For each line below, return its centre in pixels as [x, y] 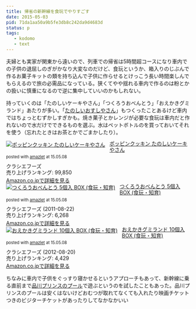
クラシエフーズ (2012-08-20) [41, 252]
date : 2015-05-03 [27, 17]
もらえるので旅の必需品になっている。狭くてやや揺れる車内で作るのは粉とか [98, 83]
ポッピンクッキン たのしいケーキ [148, 143]
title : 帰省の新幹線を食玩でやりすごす [48, 11]
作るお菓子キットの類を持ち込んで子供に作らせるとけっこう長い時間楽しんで [98, 76]
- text [22, 44]
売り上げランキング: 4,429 [38, 258]
